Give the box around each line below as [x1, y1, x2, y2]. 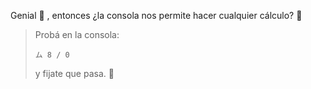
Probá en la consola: [34, 29, 120, 40]
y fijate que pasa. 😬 [34, 68, 115, 79]
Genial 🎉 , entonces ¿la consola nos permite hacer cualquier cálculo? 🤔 [10, 10, 303, 21]
